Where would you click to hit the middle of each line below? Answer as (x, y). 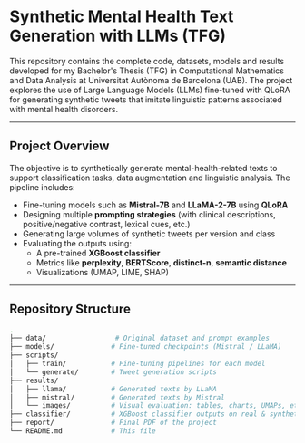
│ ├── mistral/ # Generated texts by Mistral (117, 397)
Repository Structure (70, 309)
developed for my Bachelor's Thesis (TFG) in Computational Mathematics (147, 71)
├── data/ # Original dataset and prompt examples (140, 338)
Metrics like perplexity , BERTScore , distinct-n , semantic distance (162, 262)
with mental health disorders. (64, 109)
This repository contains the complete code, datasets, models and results (147, 61)
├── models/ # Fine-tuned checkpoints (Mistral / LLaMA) (146, 347)
